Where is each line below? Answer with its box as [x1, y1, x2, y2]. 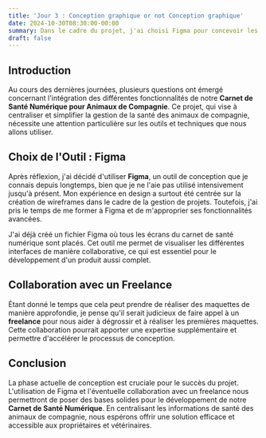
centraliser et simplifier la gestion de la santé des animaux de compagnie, [8, 110, 250, 120]
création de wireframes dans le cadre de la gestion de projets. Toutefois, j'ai [8, 197, 258, 206]
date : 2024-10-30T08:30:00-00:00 [8, 19, 119, 27]
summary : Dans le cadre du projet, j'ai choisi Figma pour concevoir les [8, 26, 259, 34]
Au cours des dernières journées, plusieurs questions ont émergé [8, 85, 224, 94]
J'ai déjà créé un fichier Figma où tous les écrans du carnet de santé [8, 229, 233, 239]
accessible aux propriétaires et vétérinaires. [8, 420, 152, 430]
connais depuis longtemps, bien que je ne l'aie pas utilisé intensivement [8, 180, 244, 189]
